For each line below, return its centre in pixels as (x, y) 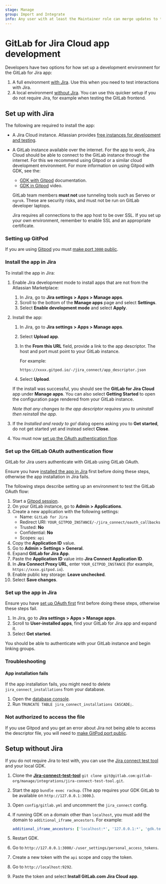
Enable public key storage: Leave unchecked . (59, 575)
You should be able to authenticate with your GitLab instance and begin (78, 643)
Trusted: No (32, 527)
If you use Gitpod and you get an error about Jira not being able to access (80, 728)
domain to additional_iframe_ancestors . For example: (67, 820)
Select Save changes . (35, 580)
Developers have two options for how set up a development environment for (83, 68)
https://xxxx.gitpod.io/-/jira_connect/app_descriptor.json (83, 370)
